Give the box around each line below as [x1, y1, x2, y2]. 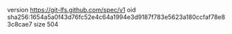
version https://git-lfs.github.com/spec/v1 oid [7, 6, 136, 14]
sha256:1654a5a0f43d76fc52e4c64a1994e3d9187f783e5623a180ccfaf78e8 [7, 13, 226, 21]
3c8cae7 [7, 20, 33, 28]
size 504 [33, 20, 59, 28]
